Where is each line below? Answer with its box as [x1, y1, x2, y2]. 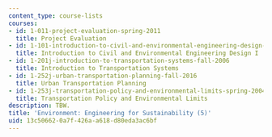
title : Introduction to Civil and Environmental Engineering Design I [15, 49, 259, 57]
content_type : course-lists [8, 11, 104, 20]
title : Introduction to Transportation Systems [15, 64, 180, 73]
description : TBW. [8, 102, 70, 110]
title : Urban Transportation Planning [15, 79, 147, 87]
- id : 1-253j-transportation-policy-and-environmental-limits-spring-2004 [8, 86, 266, 95]
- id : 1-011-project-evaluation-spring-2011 [8, 27, 161, 35]
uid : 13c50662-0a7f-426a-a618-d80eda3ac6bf [8, 117, 158, 125]
